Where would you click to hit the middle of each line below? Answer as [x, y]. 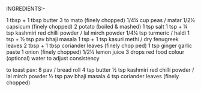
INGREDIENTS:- [26, 9]
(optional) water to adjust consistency [53, 58]
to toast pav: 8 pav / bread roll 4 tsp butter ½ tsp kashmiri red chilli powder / [100, 70]
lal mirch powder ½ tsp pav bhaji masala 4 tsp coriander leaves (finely [93, 76]
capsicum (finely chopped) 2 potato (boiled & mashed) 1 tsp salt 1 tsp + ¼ [97, 27]
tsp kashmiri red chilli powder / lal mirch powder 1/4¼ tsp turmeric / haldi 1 [98, 33]
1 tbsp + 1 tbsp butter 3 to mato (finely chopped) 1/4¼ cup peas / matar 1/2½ [100, 20]
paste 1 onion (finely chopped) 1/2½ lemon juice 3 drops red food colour [95, 52]
